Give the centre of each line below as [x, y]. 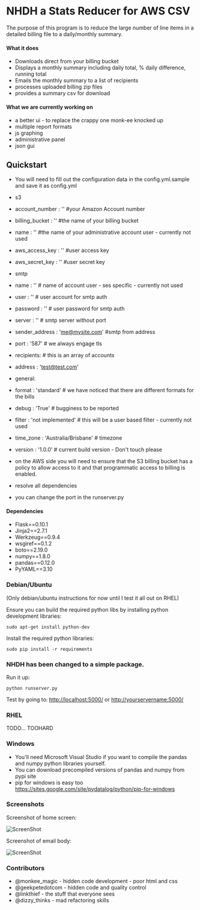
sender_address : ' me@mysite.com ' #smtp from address [85, 332]
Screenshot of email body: [39, 841]
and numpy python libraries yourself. [60, 763]
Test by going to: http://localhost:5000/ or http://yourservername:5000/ [95, 699]
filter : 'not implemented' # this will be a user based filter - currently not [103, 420]
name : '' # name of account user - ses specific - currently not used [99, 285]
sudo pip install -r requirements [50, 649]
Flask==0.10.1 [31, 524]
